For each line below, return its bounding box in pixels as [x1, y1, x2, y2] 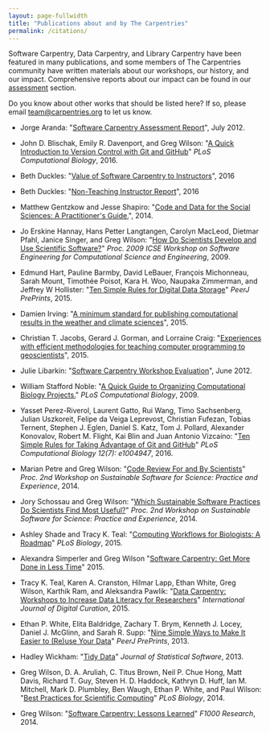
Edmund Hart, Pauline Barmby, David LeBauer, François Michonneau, [19, 267, 249, 278]
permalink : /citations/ [8, 27, 88, 35]
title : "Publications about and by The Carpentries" [8, 19, 189, 27]
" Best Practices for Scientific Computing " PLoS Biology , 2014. [19, 694, 225, 703]
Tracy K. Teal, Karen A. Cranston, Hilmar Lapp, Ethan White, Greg [19, 578, 236, 588]
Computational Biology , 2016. [19, 155, 118, 165]
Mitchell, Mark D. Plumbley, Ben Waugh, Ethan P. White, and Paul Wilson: [19, 685, 262, 694]
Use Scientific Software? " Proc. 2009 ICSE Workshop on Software [19, 243, 240, 254]
